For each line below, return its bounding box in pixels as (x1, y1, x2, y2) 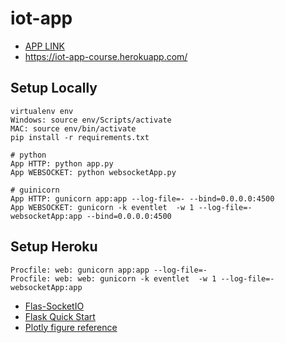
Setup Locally (10, 80, 98, 97)
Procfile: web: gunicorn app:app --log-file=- (10, 265, 208, 275)
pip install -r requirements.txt (10, 132, 150, 142)
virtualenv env (10, 106, 74, 116)
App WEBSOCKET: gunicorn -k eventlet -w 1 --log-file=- (10, 202, 253, 212)
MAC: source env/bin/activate (10, 123, 137, 134)
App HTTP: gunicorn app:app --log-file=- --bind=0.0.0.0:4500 (10, 193, 275, 204)
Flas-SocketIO (24, 300, 85, 312)
